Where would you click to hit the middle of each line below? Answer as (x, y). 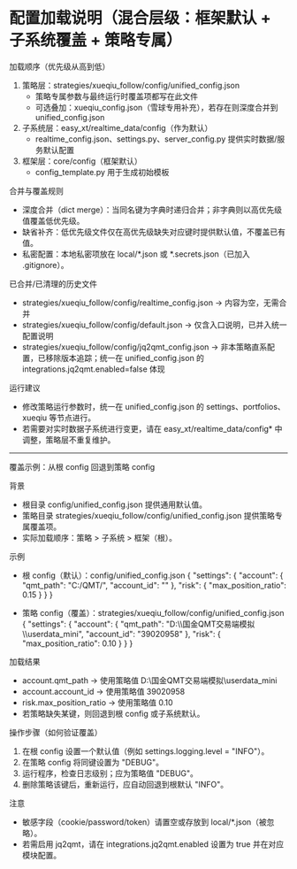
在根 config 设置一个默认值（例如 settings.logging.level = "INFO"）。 (145, 751)
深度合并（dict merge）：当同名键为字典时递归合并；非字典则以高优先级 (152, 210)
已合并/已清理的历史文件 (53, 283)
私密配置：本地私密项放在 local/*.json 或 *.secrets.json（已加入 (136, 254)
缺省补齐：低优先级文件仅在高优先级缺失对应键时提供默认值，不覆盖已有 (153, 232)
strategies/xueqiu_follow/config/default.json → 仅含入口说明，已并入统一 (154, 325)
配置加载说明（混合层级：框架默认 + (140, 18)
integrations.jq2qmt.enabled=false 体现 (93, 369)
